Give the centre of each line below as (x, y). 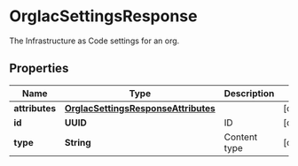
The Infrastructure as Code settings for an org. (94, 41)
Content (241, 137)
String (78, 142)
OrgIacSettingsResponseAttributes (140, 108)
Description (249, 93)
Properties (39, 68)
